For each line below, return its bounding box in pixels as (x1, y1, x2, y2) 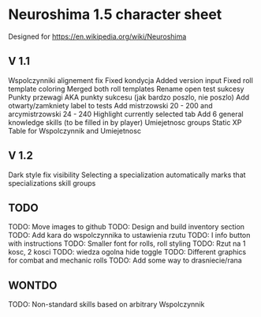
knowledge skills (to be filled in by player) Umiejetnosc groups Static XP (8, 117, 242, 127)
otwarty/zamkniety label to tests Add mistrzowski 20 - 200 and (8, 100, 213, 110)
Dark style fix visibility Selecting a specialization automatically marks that (8, 170, 246, 179)
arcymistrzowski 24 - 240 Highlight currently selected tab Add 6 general (8, 109, 244, 119)
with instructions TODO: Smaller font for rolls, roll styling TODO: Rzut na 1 (8, 239, 246, 248)
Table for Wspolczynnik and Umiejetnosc (8, 126, 142, 135)
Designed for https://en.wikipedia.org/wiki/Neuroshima (8, 32, 187, 41)
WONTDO (8, 278, 58, 292)
